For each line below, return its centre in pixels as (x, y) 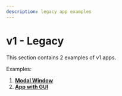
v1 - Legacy (35, 41)
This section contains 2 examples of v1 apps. (61, 57)
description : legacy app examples (49, 12)
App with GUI (32, 87)
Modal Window (34, 80)
